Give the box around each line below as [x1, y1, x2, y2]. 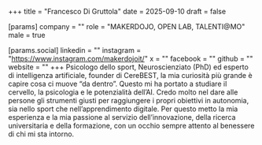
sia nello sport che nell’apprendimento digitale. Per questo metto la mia [8, 104, 238, 113]
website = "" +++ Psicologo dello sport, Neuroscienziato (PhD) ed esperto [8, 62, 249, 72]
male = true [8, 31, 46, 39]
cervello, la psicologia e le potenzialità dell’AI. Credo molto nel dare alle [8, 87, 238, 97]
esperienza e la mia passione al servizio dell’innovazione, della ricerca [8, 113, 236, 121]
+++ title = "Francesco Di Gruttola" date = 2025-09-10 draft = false [8, 7, 227, 16]
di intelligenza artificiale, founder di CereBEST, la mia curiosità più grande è [8, 71, 253, 80]
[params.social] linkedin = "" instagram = [8, 46, 142, 54]
